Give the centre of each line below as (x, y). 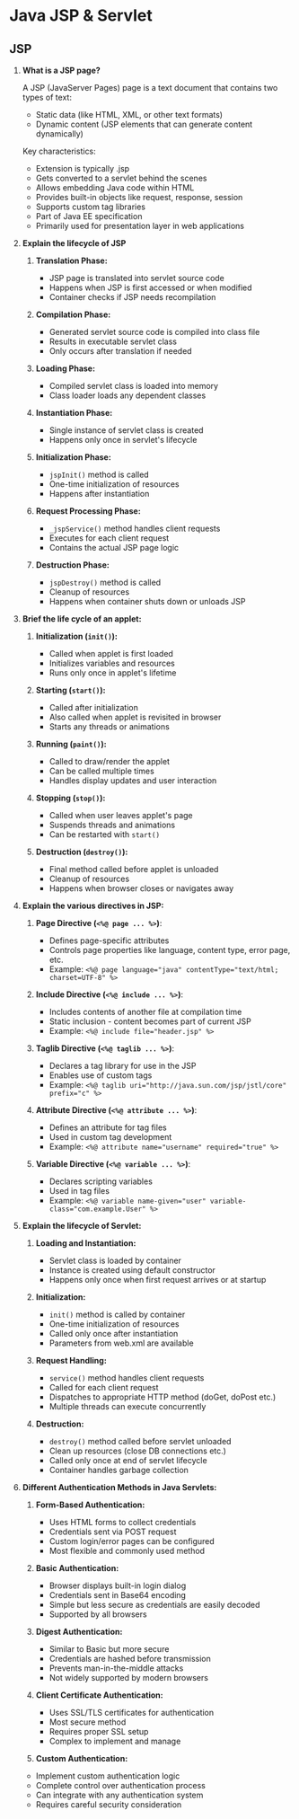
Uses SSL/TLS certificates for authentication (132, 1713)
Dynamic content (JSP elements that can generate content (144, 124)
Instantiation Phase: (74, 413)
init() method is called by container (117, 1314)
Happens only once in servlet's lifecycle (123, 440)
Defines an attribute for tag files (108, 1127)
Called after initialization (94, 707)
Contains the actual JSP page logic (114, 547)
